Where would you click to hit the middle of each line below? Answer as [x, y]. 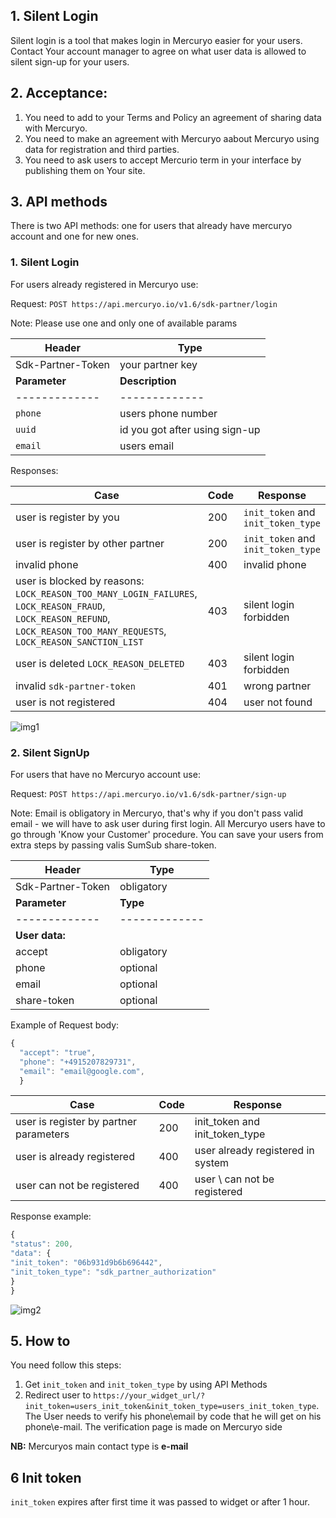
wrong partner [277, 686]
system [212, 1163]
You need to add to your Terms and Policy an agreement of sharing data [173, 117]
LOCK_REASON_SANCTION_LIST [79, 642]
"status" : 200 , [42, 1244]
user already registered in [254, 1151]
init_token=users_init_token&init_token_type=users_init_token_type [170, 1407]
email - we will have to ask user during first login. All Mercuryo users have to [168, 824]
